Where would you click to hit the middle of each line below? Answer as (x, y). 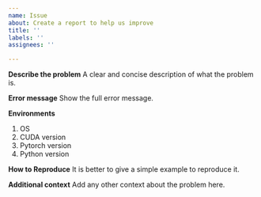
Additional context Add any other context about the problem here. (117, 185)
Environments (32, 114)
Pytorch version (45, 146)
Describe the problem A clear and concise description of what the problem (131, 74)
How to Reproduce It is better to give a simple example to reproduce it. (124, 169)
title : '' (25, 30)
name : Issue (28, 15)
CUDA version (43, 137)
